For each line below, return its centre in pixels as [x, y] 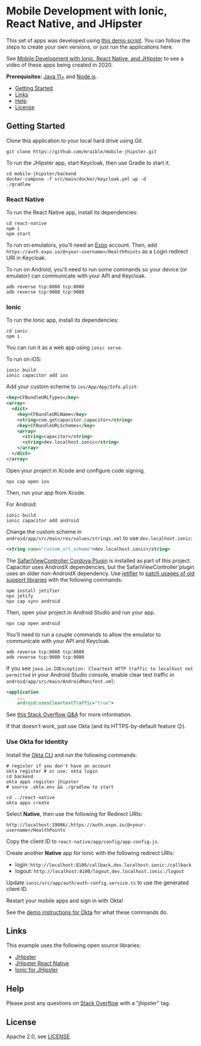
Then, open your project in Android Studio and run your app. [81, 612]
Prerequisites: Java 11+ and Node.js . [52, 76]
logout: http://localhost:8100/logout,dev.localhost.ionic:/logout [100, 871]
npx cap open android [33, 623]
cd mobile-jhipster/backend [41, 174]
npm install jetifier [33, 591]
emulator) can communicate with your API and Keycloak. [76, 276]
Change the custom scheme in [44, 531]
